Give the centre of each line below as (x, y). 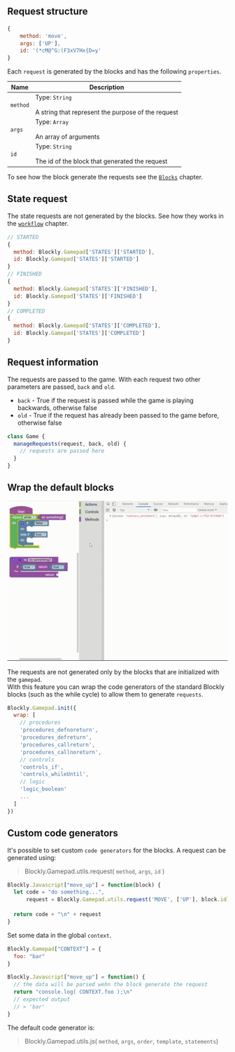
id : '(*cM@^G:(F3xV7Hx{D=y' (60, 51)
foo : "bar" (29, 956)
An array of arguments (67, 137)
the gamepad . (25, 679)
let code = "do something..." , (59, 892)
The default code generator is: (51, 1027)
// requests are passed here (62, 451)
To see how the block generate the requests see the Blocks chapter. (105, 177)
